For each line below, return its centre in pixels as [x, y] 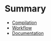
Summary [25, 9]
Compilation [24, 22]
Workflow [22, 27]
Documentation [28, 33]
